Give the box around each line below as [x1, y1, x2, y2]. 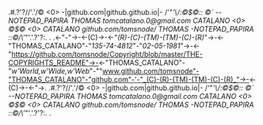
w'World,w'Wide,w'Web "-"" [11, 66, 103, 75]
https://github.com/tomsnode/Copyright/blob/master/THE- [11, 50, 204, 59]
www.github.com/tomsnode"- [102, 66, 200, 75]
